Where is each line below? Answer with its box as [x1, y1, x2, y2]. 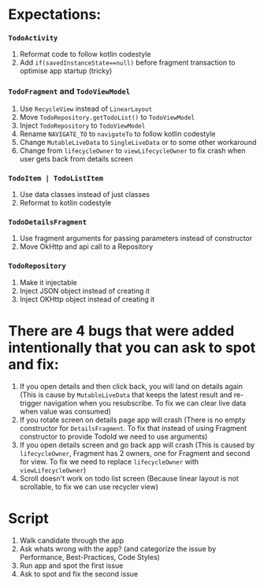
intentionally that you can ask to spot [8, 339, 256, 356]
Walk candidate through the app [19, 536, 125, 545]
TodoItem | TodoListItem [8, 173, 104, 183]
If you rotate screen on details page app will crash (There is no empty [19, 415, 246, 425]
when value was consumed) [19, 406, 112, 416]
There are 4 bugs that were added [8, 321, 235, 339]
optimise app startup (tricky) [19, 66, 113, 76]
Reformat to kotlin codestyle [19, 198, 112, 208]
